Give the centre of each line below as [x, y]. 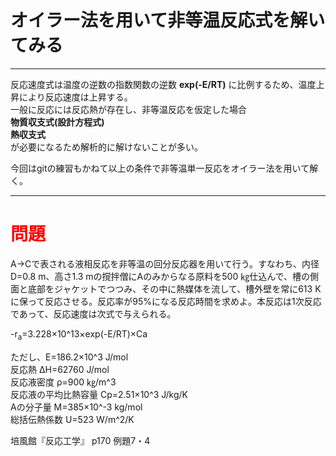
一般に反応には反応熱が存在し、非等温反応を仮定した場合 [128, 109]
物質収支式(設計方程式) [57, 122]
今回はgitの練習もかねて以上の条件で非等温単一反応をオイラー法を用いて [160, 168]
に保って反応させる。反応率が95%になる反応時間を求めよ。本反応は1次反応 [166, 301]
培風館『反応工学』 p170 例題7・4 [80, 440]
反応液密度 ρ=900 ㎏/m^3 [63, 382]
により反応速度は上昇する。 [75, 97]
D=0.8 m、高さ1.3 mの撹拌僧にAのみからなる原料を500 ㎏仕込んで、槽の [160, 276]
